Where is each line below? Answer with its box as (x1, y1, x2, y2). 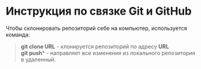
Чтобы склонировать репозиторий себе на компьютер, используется (5, 24, 188, 32)
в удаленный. (20, 56, 56, 63)
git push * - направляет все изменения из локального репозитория (20, 49, 196, 56)
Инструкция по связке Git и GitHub (5, 4, 192, 18)
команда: (5, 31, 31, 38)
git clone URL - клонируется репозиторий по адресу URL (20, 43, 169, 50)
